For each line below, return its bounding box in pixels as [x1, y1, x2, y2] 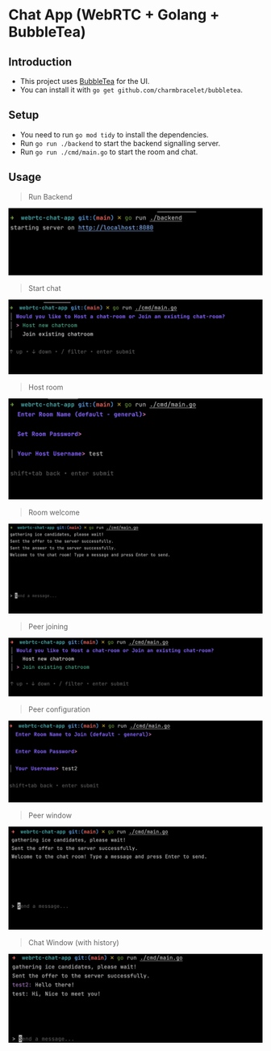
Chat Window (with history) [27, 937, 119, 947]
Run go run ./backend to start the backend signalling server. [19, 138, 220, 148]
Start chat [27, 283, 62, 292]
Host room [27, 382, 64, 393]
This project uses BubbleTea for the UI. [19, 77, 150, 86]
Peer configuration [27, 704, 91, 714]
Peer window [27, 810, 73, 820]
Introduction [8, 55, 73, 69]
